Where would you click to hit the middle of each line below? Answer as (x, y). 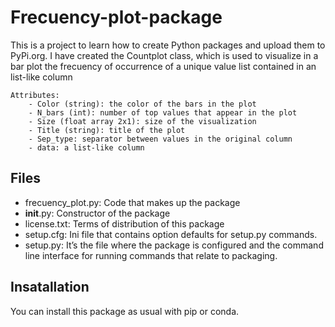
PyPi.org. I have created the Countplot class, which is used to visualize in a (164, 55)
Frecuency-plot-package (116, 17)
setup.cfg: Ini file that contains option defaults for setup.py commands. (171, 234)
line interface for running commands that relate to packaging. (151, 255)
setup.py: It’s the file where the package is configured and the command (174, 245)
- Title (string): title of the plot (107, 130)
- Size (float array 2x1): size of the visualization (142, 121)
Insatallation (50, 287)
